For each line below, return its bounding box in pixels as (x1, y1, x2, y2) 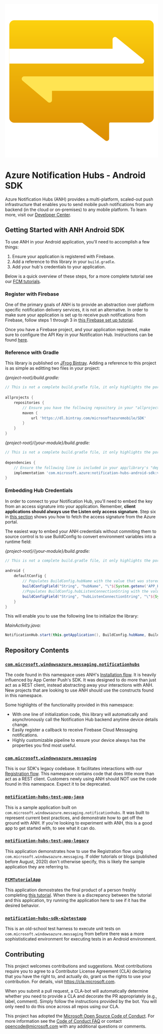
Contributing (5, 950, 45, 959)
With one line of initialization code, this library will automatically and (12, 711, 148, 717)
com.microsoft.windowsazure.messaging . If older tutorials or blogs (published (5, 853, 157, 859)
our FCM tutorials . (5, 278, 41, 284)
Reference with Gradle (5, 349, 59, 356)
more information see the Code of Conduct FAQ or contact (5, 1018, 122, 1024)
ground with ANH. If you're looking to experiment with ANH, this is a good (5, 820, 153, 826)
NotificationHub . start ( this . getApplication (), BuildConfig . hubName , (5, 633, 147, 638)
